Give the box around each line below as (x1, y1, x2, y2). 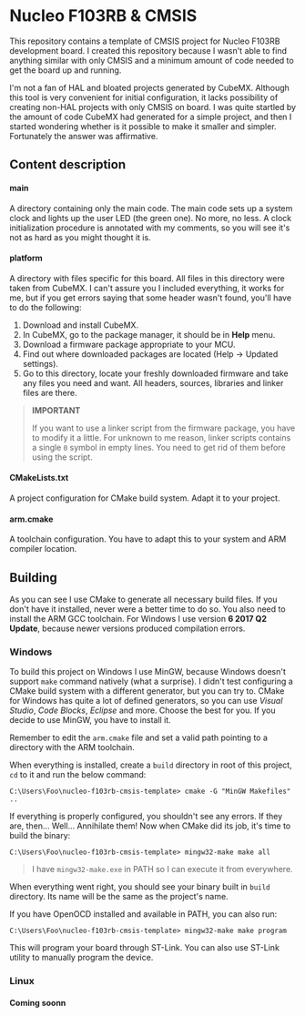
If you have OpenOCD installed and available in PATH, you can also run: (9, 909, 278, 920)
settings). (22, 358, 59, 369)
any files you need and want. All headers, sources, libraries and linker (22, 377, 284, 388)
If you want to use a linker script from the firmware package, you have (31, 422, 296, 433)
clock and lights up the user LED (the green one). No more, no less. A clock (9, 212, 292, 223)
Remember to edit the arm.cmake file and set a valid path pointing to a (9, 732, 269, 743)
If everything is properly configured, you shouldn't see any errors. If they (9, 811, 283, 822)
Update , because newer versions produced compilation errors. (9, 623, 246, 634)
